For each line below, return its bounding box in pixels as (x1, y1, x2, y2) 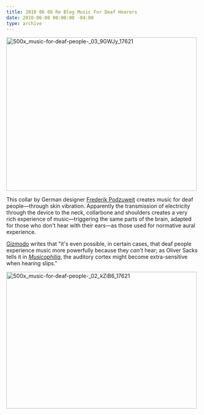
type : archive (6, 20, 43, 26)
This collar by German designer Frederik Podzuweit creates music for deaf (6, 196, 194, 204)
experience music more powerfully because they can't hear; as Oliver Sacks (6, 247, 198, 254)
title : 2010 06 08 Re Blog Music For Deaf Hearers (6, 9, 138, 15)
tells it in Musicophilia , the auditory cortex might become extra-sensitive (6, 253, 188, 260)
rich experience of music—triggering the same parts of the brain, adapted (6, 215, 192, 223)
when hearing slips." (6, 260, 58, 267)
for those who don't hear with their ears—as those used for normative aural (6, 222, 196, 229)
